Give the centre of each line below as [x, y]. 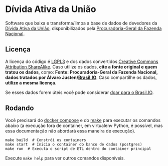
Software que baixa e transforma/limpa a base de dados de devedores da [81, 23]
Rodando [20, 108]
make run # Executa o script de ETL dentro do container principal [78, 148]
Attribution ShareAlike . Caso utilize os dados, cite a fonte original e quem [81, 66]
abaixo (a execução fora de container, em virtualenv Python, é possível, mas [84, 125]
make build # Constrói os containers [46, 140]
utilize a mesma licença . [31, 82]
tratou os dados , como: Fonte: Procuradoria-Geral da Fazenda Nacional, [81, 72]
